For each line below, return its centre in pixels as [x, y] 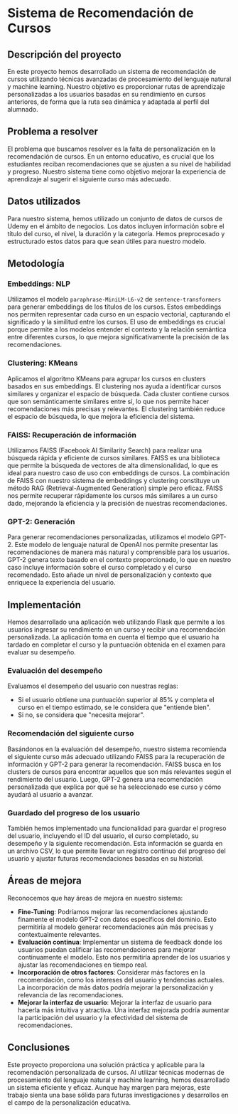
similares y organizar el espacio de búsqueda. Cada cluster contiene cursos [118, 393]
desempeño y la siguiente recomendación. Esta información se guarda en [115, 843]
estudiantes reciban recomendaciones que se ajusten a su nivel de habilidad [119, 164]
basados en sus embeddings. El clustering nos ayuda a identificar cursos [114, 386]
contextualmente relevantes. [59, 934]
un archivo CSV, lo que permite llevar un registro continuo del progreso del [117, 851]
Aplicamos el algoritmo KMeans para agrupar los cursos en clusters [107, 378]
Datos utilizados [44, 202]
